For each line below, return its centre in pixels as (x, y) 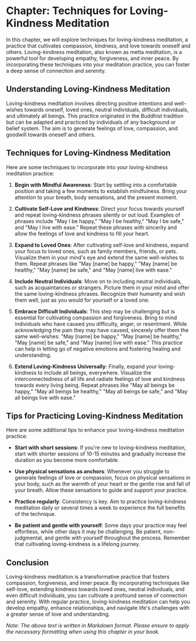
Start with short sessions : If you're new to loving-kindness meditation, (100, 448)
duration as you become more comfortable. (67, 460)
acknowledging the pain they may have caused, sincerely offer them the (102, 330)
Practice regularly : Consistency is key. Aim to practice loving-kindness (100, 502)
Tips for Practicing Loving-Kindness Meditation (94, 416)
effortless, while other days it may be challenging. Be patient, (88, 532)
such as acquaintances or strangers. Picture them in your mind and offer (102, 287)
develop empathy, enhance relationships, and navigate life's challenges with (98, 608)
